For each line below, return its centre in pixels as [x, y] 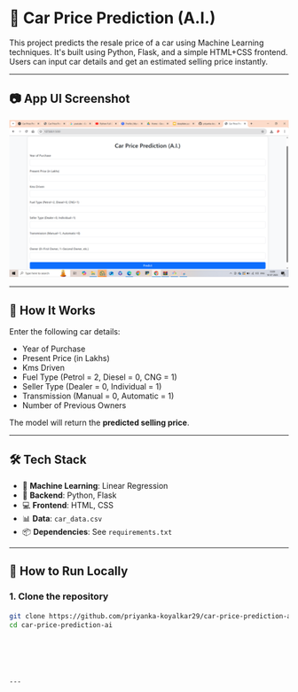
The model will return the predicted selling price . [99, 423]
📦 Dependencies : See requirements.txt [97, 531]
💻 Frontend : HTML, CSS [67, 505]
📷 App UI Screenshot [70, 99]
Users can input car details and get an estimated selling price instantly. [139, 61]
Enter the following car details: [65, 332]
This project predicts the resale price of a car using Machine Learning [137, 43]
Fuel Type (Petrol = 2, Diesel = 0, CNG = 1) [99, 377]
